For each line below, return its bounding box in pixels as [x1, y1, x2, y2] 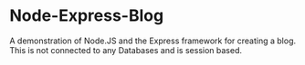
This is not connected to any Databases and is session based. [9, 44, 242, 55]
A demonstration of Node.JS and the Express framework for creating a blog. [9, 35, 297, 46]
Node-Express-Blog [9, 5, 164, 26]
